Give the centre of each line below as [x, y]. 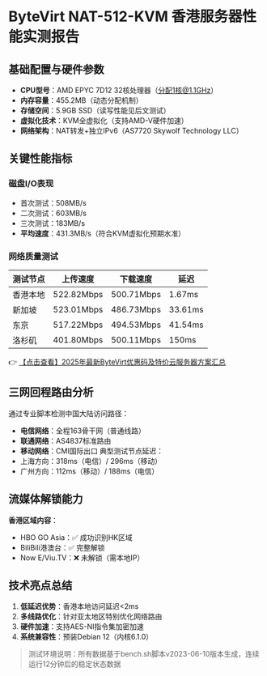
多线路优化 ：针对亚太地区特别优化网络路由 [91, 617]
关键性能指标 [40, 159]
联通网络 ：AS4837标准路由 [66, 440]
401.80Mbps [78, 339]
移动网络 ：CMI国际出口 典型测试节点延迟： [92, 451]
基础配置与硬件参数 [56, 69]
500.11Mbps [136, 339]
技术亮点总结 [40, 585]
